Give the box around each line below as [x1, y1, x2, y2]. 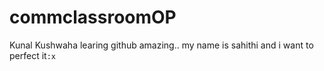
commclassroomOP [9, 6, 177, 29]
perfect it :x [9, 49, 56, 61]
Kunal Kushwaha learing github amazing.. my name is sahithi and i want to [9, 39, 314, 51]
